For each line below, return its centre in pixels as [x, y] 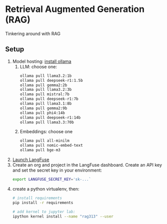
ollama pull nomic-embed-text [51, 146]
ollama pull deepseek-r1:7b [49, 99]
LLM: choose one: [38, 66]
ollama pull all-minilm [45, 141]
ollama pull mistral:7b [45, 94]
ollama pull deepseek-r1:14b [50, 117]
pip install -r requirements [43, 203]
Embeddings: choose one [46, 132]
